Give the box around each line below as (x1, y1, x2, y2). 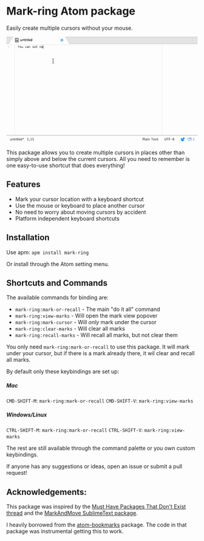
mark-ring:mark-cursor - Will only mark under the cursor (15, 319, 157, 326)
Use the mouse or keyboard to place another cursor (15, 202, 145, 209)
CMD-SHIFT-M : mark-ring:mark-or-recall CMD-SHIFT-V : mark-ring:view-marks (6, 397, 194, 404)
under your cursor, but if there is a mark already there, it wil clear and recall (6, 350, 195, 357)
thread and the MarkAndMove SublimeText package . (6, 509, 138, 517)
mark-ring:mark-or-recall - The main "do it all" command (15, 305, 160, 313)
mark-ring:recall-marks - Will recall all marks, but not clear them (15, 332, 178, 339)
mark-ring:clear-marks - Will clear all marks (15, 325, 126, 332)
